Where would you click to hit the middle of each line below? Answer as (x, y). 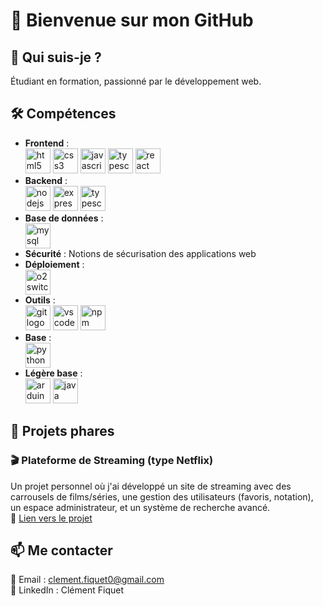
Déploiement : (54, 264)
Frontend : (47, 143)
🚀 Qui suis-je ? (56, 57)
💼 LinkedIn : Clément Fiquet (67, 590)
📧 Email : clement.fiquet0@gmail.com (87, 580)
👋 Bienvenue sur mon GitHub (132, 20)
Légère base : (53, 373)
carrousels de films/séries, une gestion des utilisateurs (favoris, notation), (162, 496)
